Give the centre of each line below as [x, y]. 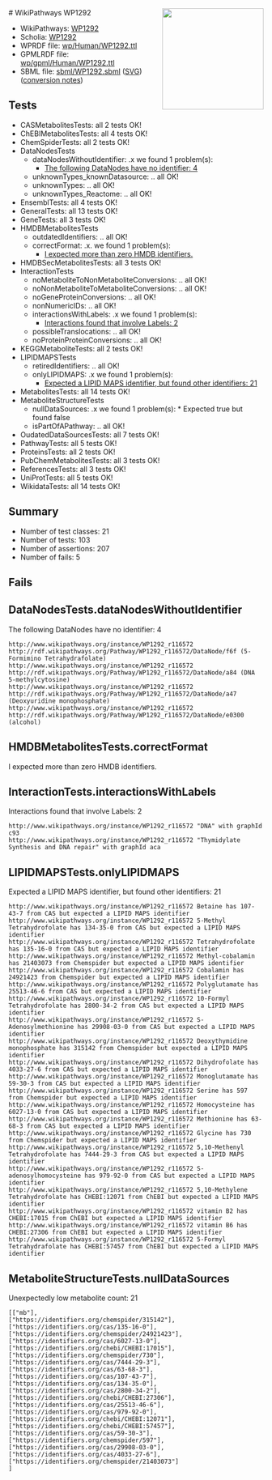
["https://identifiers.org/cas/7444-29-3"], [85, 1363]
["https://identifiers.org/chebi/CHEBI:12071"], [92, 1419]
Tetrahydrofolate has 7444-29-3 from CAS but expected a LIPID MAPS [126, 1155]
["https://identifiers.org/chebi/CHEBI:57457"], [92, 1427]
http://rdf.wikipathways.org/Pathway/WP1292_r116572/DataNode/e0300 [126, 715]
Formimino [25, 658]
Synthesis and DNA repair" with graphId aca [85, 848]
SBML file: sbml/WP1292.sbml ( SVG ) [81, 71]
